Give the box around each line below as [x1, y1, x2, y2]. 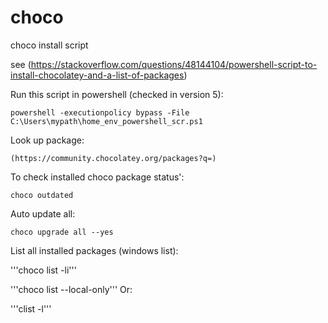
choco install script [10, 39, 89, 51]
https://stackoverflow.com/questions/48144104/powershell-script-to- [30, 58, 318, 70]
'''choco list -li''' [10, 264, 77, 276]
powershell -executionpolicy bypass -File [10, 107, 190, 118]
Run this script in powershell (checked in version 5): [10, 88, 224, 100]
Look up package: [10, 134, 85, 146]
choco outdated [10, 190, 74, 200]
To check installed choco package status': [10, 171, 185, 183]
